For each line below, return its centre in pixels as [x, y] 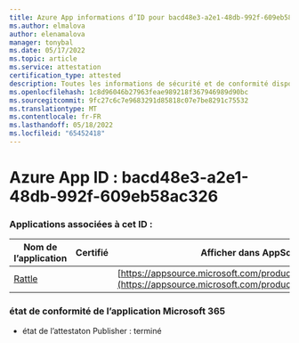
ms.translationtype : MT [53, 109]
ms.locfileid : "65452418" [57, 134]
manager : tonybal [41, 42]
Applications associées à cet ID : [81, 224]
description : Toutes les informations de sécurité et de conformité [139, 84]
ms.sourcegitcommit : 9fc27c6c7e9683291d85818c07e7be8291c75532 [129, 100]
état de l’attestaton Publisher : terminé [92, 331]
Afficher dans [230, 253]
